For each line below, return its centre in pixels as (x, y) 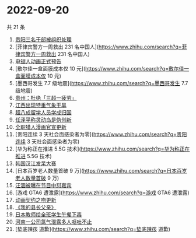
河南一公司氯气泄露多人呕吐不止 (53, 222)
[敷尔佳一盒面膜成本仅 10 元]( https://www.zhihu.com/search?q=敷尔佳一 (102, 68)
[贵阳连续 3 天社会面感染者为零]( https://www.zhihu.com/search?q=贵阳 (101, 134)
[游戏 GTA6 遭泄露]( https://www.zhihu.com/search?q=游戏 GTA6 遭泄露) (102, 192)
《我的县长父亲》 (36, 207)
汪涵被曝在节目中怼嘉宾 (43, 185)
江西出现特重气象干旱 (41, 105)
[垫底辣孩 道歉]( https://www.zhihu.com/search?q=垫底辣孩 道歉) (93, 229)
